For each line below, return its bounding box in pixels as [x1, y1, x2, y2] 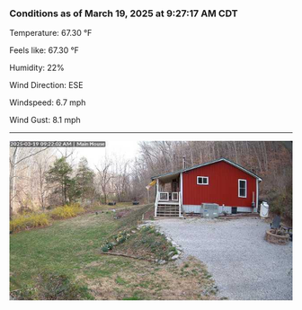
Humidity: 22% [9, 62, 65, 74]
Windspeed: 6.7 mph [9, 97, 86, 108]
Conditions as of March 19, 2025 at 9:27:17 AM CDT [9, 7, 238, 20]
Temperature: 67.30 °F [9, 28, 93, 39]
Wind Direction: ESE [9, 80, 84, 91]
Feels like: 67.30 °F [9, 45, 79, 56]
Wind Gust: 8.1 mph [9, 115, 81, 126]
